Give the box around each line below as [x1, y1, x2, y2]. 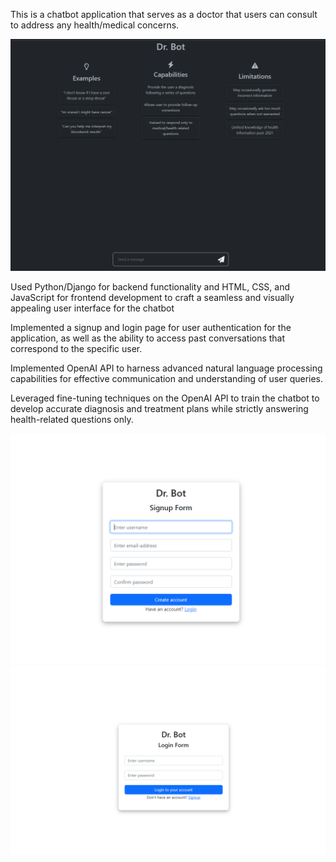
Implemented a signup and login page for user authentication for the [10, 321, 292, 333]
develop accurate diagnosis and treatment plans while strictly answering [10, 402, 309, 414]
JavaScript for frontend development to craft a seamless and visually [10, 291, 295, 303]
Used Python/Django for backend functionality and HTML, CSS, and [10, 280, 291, 293]
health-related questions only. [10, 413, 134, 425]
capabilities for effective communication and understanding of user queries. [10, 372, 324, 384]
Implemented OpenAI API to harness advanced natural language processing [10, 362, 323, 374]
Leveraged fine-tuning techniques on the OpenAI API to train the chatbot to [10, 392, 320, 404]
